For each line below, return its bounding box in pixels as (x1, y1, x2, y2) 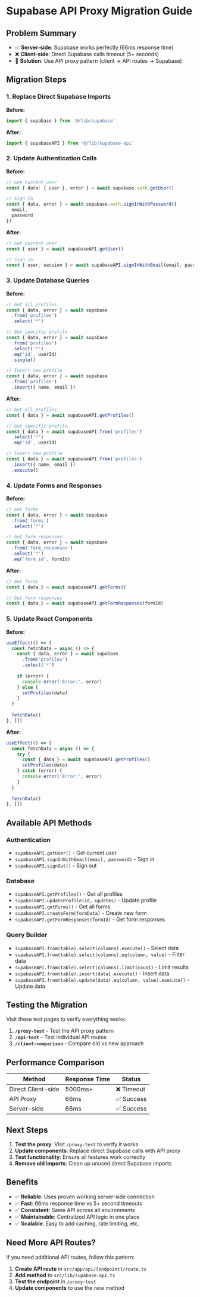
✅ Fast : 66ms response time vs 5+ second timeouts (14, 1200, 143, 1207)
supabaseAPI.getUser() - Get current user (14, 849, 117, 856)
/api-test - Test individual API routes (14, 1033, 107, 1041)
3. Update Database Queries (6, 276, 89, 285)
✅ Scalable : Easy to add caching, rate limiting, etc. (14, 1220, 140, 1227)
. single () (11, 357, 36, 363)
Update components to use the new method (14, 1284, 125, 1291)
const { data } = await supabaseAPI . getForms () (6, 584, 127, 590)
